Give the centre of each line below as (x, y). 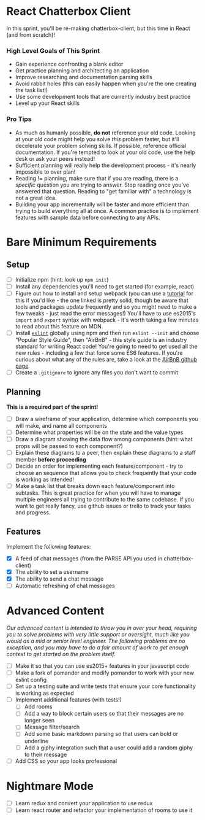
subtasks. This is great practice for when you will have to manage (98, 493)
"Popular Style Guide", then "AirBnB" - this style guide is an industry (101, 339)
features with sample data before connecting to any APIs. (88, 217)
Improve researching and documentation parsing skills (84, 77)
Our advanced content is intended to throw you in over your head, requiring (102, 628)
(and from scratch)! (31, 34)
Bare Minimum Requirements (82, 242)
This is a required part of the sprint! (52, 407)
